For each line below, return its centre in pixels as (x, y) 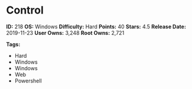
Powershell (28, 81)
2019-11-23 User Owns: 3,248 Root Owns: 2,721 (65, 32)
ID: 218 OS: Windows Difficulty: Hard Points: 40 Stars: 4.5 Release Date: (96, 27)
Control (25, 10)
